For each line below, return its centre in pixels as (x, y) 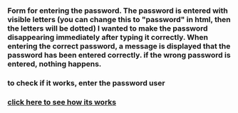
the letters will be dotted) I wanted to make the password (108, 28)
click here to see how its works (62, 102)
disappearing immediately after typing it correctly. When (108, 37)
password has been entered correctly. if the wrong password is (119, 55)
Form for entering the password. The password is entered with (118, 11)
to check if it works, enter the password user (86, 82)
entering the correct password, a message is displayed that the (119, 46)
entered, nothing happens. (55, 64)
